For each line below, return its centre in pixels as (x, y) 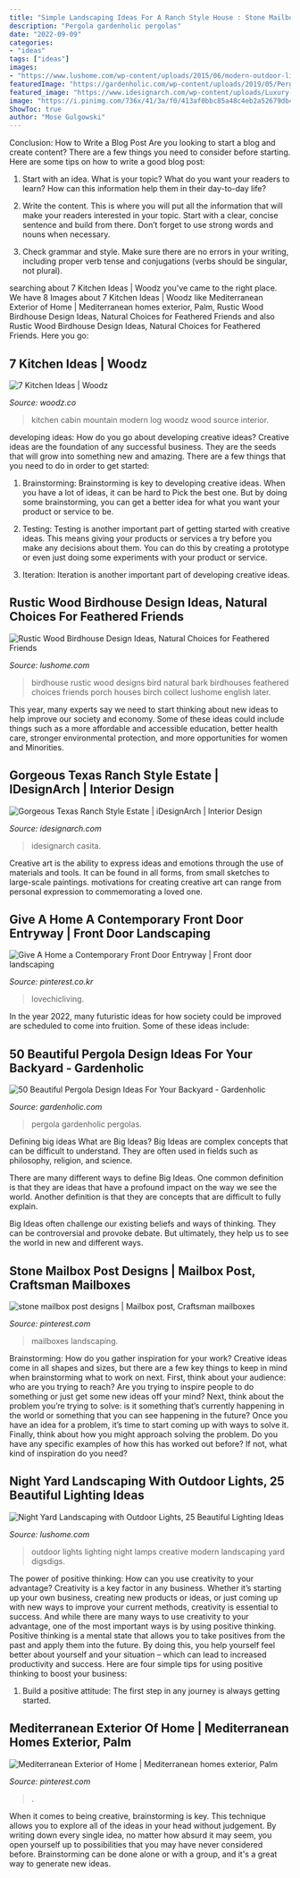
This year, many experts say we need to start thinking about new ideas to (144, 709)
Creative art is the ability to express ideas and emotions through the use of (146, 863)
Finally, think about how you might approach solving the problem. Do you (144, 1434)
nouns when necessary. (66, 234)
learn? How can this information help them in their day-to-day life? (144, 189)
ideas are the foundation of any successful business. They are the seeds (143, 446)
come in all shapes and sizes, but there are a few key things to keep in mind (148, 1368)
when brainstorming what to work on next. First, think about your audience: (148, 1377)
